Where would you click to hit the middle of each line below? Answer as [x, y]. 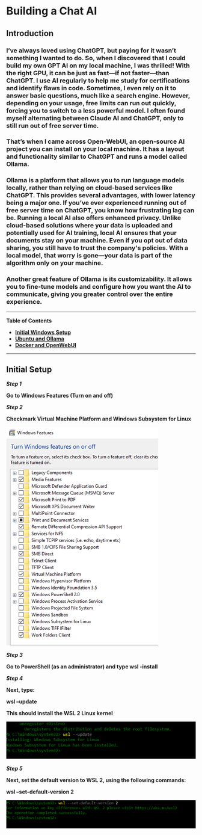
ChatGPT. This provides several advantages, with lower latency [101, 196]
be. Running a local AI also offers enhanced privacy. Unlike [94, 218]
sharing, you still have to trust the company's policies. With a [97, 248]
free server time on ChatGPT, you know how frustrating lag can [100, 211]
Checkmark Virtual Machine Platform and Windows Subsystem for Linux [99, 419]
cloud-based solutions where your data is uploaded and [90, 226]
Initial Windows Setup [43, 332]
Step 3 [14, 655]
